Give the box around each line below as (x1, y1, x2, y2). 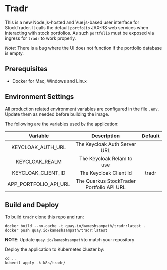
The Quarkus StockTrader (76, 177, 136, 184)
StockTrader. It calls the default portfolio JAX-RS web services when (5, 24, 148, 30)
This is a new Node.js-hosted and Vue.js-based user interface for (5, 19, 140, 25)
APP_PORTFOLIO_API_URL (7, 180, 70, 187)
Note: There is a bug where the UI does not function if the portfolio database (5, 45, 162, 51)
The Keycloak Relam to (79, 155, 133, 162)
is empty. (5, 50, 24, 56)
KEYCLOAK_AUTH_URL (11, 144, 66, 151)
